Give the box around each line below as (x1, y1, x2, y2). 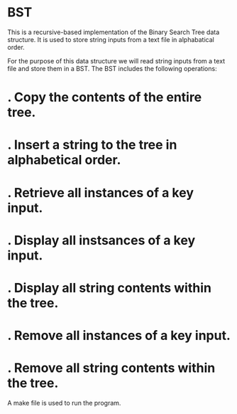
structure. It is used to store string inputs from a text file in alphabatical (7, 35, 214, 43)
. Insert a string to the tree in (7, 137, 177, 153)
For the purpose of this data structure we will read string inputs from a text (7, 56, 226, 65)
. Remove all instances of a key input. (7, 328, 231, 344)
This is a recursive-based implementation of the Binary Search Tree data (7, 28, 220, 36)
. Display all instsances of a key (7, 232, 196, 248)
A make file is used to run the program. (7, 399, 121, 407)
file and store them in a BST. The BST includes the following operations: (7, 64, 218, 73)
